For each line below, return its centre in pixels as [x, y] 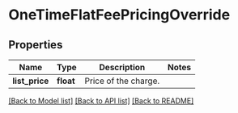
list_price [31, 81]
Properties [36, 45]
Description [122, 67]
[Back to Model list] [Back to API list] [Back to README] [101, 101]
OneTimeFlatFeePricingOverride [119, 15]
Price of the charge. [122, 81]
